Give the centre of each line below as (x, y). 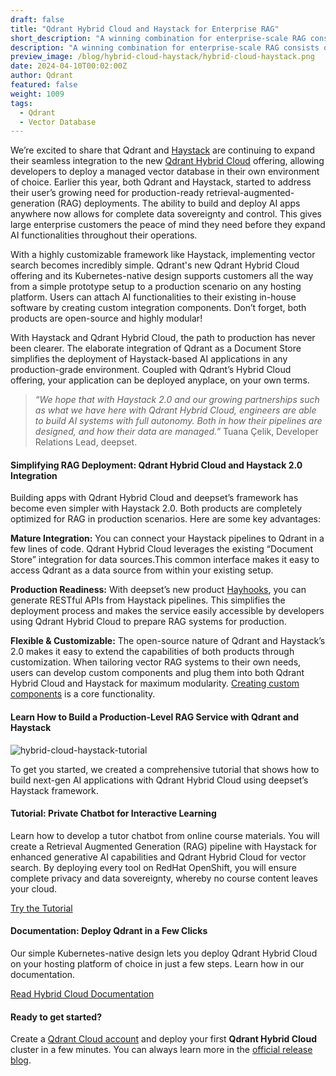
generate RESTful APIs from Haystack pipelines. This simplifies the (148, 600)
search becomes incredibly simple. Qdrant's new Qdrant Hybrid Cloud (155, 265)
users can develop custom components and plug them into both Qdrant (157, 673)
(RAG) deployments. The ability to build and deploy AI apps (178, 203)
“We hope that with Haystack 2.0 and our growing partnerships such (177, 400)
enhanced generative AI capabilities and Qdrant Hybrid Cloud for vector (158, 857)
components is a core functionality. (83, 694)
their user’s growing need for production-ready (107, 193)
